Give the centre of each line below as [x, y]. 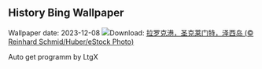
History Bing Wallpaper [66, 13]
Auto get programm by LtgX [53, 56]
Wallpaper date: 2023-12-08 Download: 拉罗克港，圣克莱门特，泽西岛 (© [131, 33]
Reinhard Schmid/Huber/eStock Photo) [71, 42]
